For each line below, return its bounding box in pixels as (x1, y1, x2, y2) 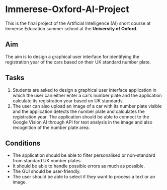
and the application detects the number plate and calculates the (12, 108, 145, 114)
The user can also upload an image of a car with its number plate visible (12, 103, 162, 109)
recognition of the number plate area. (12, 124, 90, 131)
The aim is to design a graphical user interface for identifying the (5, 53, 140, 59)
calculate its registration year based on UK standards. (12, 97, 124, 104)
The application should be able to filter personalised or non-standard (12, 152, 156, 158)
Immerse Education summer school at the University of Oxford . (5, 25, 138, 31)
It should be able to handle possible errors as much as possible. (12, 163, 145, 169)
